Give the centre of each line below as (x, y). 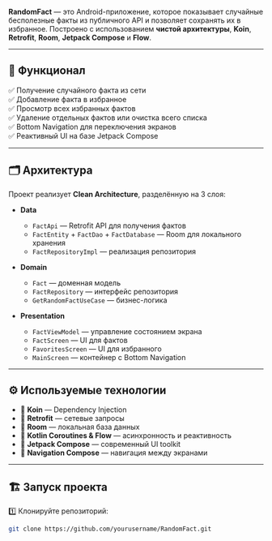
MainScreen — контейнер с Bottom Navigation (109, 357)
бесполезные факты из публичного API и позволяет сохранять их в (125, 20)
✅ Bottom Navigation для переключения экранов (92, 127)
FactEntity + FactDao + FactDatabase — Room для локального (137, 234)
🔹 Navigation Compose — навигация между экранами (114, 453)
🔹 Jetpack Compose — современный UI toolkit (100, 444)
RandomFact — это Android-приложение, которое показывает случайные (136, 12)
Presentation (42, 316)
